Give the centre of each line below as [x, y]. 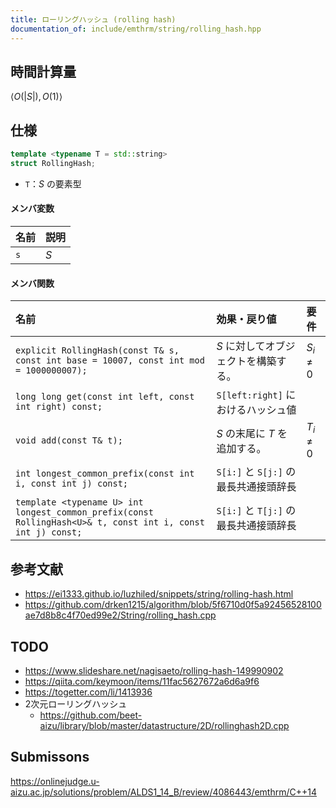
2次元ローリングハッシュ [76, 704]
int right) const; [59, 407]
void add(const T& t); [69, 440]
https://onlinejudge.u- [55, 781]
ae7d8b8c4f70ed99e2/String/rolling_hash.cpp [120, 615]
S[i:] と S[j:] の [256, 472]
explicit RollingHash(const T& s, [97, 350]
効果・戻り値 [246, 319]
